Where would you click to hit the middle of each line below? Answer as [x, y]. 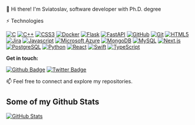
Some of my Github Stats [53, 102]
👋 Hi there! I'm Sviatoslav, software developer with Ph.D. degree [84, 9]
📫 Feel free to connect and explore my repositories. [69, 81]
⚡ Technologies [25, 21]
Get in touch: [22, 58]
